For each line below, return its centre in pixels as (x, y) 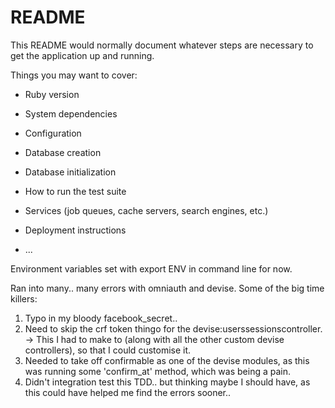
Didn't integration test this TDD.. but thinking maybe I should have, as (167, 382)
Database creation (63, 152)
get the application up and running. (82, 55)
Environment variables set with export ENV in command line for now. (151, 268)
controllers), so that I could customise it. (108, 350)
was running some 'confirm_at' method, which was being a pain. (158, 371)
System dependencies (71, 113)
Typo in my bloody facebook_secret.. (101, 318)
